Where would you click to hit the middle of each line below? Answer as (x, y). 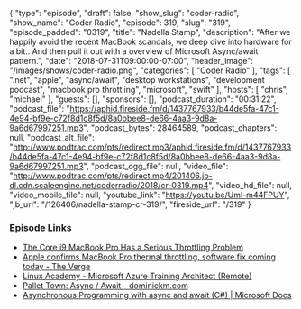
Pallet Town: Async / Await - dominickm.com (105, 286)
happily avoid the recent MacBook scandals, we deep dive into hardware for (150, 41)
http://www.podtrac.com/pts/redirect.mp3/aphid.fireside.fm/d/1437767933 (152, 147)
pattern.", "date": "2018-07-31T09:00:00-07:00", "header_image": (132, 61)
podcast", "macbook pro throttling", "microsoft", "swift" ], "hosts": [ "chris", (149, 90)
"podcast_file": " (40, 109)
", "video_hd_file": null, (251, 185)
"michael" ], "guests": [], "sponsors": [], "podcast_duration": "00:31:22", (143, 99)
